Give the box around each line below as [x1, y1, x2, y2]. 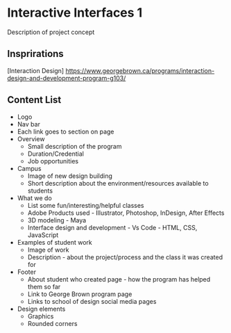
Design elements [17, 304, 66, 313]
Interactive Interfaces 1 [7, 5, 143, 21]
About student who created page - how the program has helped [27, 275, 211, 283]
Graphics [27, 311, 54, 320]
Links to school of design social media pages [27, 297, 157, 305]
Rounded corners [27, 319, 78, 327]
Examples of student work [17, 238, 92, 246]
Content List [7, 94, 62, 106]
